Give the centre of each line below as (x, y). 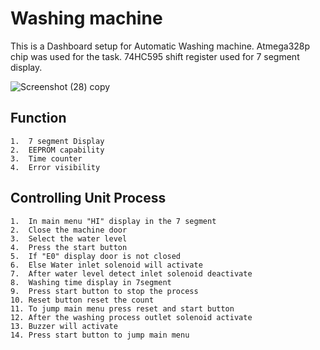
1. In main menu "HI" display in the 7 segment (113, 221)
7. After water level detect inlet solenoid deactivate (131, 273)
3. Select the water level (69, 238)
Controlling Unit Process (88, 198)
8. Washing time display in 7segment (91, 282)
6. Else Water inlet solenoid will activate (106, 265)
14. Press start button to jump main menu (100, 335)
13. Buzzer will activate (64, 326)
